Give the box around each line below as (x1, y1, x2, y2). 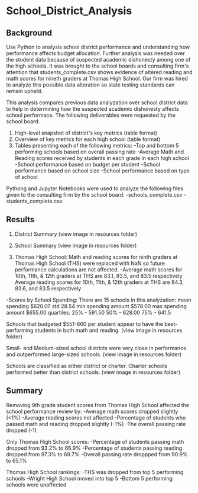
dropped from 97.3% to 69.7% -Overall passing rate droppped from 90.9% (6, 450, 188, 457)
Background (6, 28, 52, 38)
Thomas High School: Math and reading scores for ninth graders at (14, 253, 178, 260)
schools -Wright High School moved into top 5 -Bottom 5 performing (6, 475, 173, 482)
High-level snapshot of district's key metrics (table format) (14, 129, 158, 136)
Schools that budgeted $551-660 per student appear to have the (6, 320, 164, 327)
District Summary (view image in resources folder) (14, 230, 138, 238)
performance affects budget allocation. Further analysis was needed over (6, 50, 185, 57)
